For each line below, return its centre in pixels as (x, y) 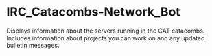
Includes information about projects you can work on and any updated (106, 38)
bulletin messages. (33, 45)
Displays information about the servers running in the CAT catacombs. (106, 31)
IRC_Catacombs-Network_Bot (94, 12)
